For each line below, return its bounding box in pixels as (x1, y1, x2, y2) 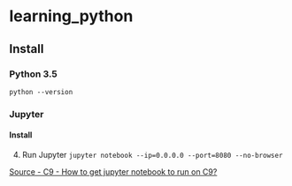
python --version (9, 87, 73, 96)
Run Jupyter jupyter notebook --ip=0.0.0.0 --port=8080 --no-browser (21, 150, 283, 160)
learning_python (9, 6, 134, 26)
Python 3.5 (9, 68, 58, 80)
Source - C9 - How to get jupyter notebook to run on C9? (9, 167, 218, 177)
